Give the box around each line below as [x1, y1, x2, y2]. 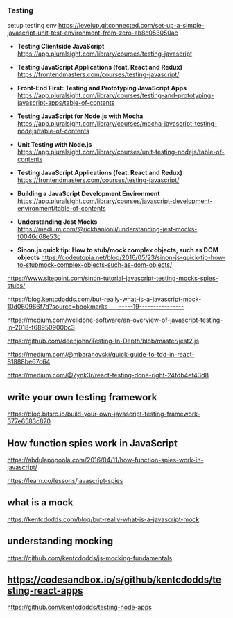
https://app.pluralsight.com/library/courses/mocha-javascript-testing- [17, 120, 217, 128]
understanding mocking [7, 535, 114, 547]
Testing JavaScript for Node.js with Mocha [17, 112, 144, 120]
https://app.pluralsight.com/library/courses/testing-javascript [17, 49, 193, 58]
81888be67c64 [7, 357, 51, 366]
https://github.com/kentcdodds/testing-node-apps [7, 603, 153, 612]
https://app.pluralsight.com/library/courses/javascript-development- [17, 197, 213, 205]
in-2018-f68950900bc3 [7, 323, 75, 332]
